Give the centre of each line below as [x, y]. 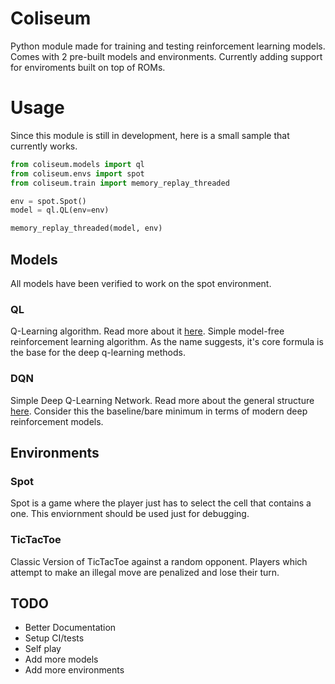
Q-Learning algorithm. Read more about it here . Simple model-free [147, 331]
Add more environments [74, 670]
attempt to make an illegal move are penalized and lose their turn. [145, 572]
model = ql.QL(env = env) [60, 210]
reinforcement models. [57, 421]
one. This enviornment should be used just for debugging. [130, 514]
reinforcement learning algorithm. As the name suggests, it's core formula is [167, 342]
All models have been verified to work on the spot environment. [141, 283]
